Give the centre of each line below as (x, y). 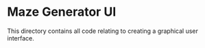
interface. (21, 38)
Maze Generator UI (62, 12)
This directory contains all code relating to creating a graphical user (103, 31)
